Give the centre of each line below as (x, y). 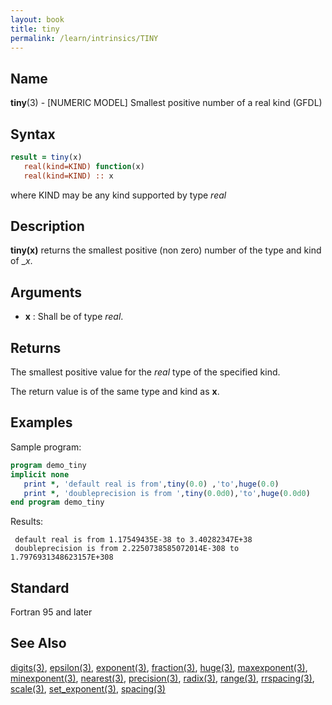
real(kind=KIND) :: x (68, 176)
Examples (41, 422)
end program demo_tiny (57, 502)
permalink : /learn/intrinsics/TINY (84, 38)
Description (47, 226)
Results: (27, 522)
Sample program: (46, 447)
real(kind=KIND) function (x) (84, 166)
